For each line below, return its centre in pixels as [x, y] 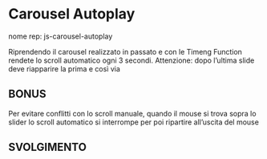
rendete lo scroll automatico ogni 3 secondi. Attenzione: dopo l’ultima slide [131, 60]
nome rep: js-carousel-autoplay [61, 36]
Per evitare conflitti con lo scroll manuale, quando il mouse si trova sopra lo [132, 113]
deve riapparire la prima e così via [64, 68]
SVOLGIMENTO [47, 147]
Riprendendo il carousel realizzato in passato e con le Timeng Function [125, 51]
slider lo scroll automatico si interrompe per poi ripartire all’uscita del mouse [133, 122]
